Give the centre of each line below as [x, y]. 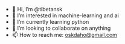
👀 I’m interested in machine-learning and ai [65, 15]
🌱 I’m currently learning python [50, 22]
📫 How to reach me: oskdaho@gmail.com [65, 35]
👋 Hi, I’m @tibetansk [37, 9]
